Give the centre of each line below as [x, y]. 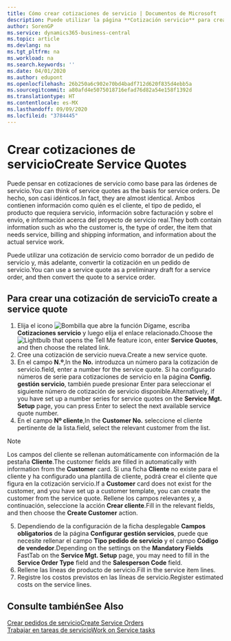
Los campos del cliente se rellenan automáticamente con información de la [113, 455]
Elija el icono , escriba [103, 326]
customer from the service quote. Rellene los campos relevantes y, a [104, 498]
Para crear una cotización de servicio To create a [112, 299]
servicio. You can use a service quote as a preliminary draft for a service [109, 269]
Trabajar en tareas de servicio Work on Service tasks [81, 630]
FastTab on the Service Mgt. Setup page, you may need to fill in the [113, 555]
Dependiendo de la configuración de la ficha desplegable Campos [111, 526]
